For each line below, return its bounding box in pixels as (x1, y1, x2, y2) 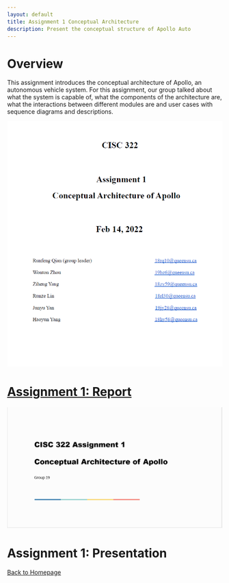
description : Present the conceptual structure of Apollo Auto (7, 25, 191, 32)
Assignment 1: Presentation (7, 545, 167, 561)
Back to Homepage (7, 569, 62, 577)
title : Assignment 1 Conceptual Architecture (7, 18, 139, 25)
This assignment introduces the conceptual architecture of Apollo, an (7, 79, 202, 87)
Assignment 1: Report (7, 384, 132, 400)
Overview (7, 55, 64, 71)
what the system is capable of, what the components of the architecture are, (7, 93, 222, 101)
